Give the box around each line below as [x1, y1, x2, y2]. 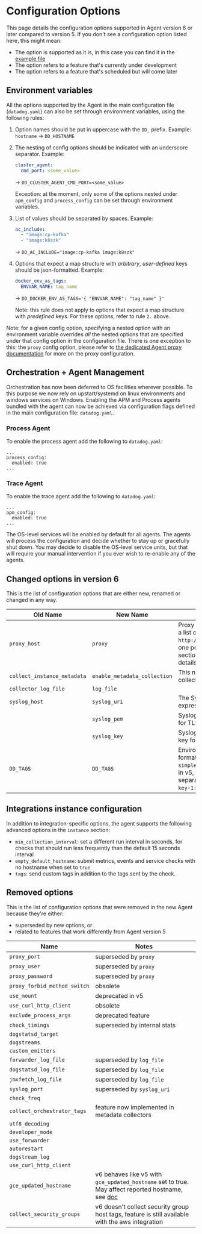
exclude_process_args [9, 1012, 71, 1019]
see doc [95, 1192, 118, 1201]
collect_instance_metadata [9, 673, 87, 680]
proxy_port [9, 953, 40, 960]
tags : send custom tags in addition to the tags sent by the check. [14, 869, 176, 877]
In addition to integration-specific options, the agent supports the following [6, 819, 192, 827]
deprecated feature [95, 1011, 150, 1019]
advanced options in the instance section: [6, 826, 111, 833]
